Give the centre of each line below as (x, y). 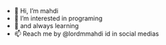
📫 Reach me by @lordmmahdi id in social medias (87, 34)
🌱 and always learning (46, 26)
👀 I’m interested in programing (58, 18)
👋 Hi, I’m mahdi (36, 11)
